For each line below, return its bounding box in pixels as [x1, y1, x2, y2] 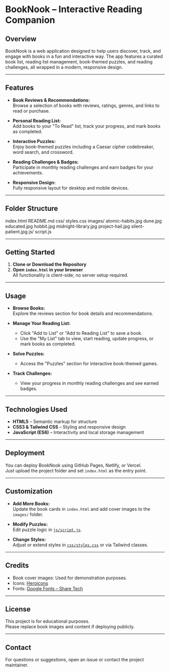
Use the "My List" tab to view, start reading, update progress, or [20, 336, 154, 342]
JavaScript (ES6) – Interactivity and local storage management [12, 430, 144, 436]
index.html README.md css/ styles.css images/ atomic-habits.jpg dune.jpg [5, 218, 162, 224]
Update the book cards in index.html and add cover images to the [12, 506, 150, 512]
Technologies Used [5, 405, 67, 414]
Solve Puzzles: [12, 351, 45, 357]
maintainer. [5, 662, 29, 668]
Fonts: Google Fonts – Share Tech [12, 585, 83, 591]
